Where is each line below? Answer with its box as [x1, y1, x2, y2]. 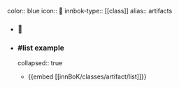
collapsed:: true [17, 59, 63, 67]
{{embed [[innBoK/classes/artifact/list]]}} [27, 72, 147, 81]
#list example [17, 43, 65, 53]
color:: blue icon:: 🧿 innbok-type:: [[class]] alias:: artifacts [7, 7, 173, 15]
